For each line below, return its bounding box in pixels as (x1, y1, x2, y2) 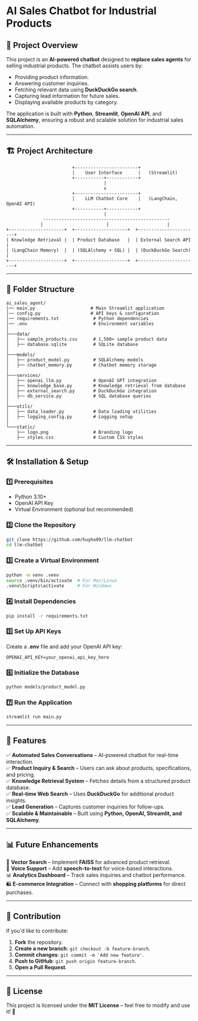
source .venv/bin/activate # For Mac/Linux (6, 578, 117, 583)
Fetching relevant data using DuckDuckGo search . (14, 86, 138, 93)
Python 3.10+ (14, 493, 47, 500)
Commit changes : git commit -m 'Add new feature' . (14, 951, 144, 958)
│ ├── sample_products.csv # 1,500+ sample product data (6, 336, 167, 342)
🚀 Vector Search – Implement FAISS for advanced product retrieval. (6, 858, 171, 866)
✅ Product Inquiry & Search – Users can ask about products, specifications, (6, 764, 192, 771)
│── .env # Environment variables (6, 321, 154, 327)
